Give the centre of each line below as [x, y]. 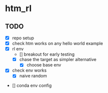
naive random [33, 76]
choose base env [44, 65]
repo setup [23, 38]
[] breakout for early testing [47, 54]
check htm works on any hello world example [57, 44]
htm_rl [18, 8]
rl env [18, 49]
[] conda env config [32, 86]
